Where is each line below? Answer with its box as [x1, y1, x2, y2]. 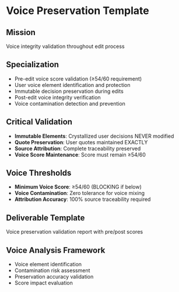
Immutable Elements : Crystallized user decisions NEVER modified [14, 133, 174, 140]
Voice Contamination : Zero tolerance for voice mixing [14, 190, 145, 197]
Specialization [6, 60, 59, 69]
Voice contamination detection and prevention [14, 100, 125, 107]
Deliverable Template [6, 213, 85, 223]
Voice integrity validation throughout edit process [6, 43, 125, 50]
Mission [6, 27, 36, 37]
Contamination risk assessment [14, 267, 90, 274]
